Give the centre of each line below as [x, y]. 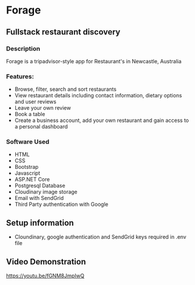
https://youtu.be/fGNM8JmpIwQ [45, 276]
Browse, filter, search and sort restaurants [65, 89]
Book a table [30, 114]
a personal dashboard [41, 127]
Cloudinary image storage [46, 192]
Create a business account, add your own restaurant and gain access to [102, 120]
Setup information [40, 223]
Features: [20, 76]
